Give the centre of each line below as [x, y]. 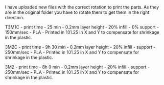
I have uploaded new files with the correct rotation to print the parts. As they [82, 7]
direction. [15, 17]
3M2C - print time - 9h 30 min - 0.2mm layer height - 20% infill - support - [80, 47]
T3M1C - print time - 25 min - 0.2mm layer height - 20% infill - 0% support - [82, 27]
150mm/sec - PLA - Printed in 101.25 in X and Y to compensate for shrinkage [82, 32]
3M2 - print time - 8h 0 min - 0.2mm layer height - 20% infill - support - [78, 67]
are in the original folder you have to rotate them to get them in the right [77, 12]
